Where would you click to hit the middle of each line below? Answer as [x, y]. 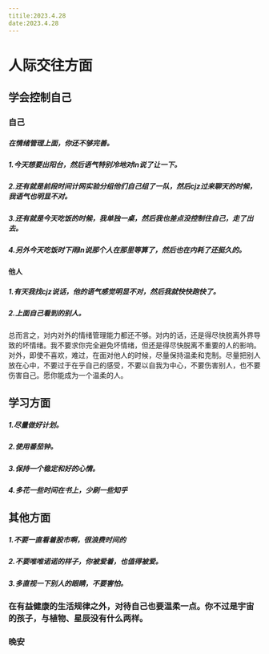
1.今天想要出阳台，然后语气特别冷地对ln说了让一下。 [95, 165]
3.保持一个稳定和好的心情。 [54, 468]
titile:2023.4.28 [37, 16]
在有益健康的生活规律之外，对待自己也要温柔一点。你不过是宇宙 [131, 607]
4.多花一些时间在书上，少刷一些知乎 [68, 489]
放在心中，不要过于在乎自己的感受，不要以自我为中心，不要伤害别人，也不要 [134, 365]
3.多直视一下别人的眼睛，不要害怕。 [68, 583]
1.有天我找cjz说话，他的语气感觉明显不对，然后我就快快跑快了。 [114, 292]
